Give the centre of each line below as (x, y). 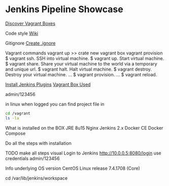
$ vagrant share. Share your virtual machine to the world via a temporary (81, 64)
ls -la (12, 118)
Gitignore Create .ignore (30, 43)
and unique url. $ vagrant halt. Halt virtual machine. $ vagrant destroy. (79, 69)
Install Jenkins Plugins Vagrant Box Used (48, 84)
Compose (15, 133)
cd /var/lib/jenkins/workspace (36, 178)
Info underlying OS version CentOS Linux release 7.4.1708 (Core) (73, 168)
